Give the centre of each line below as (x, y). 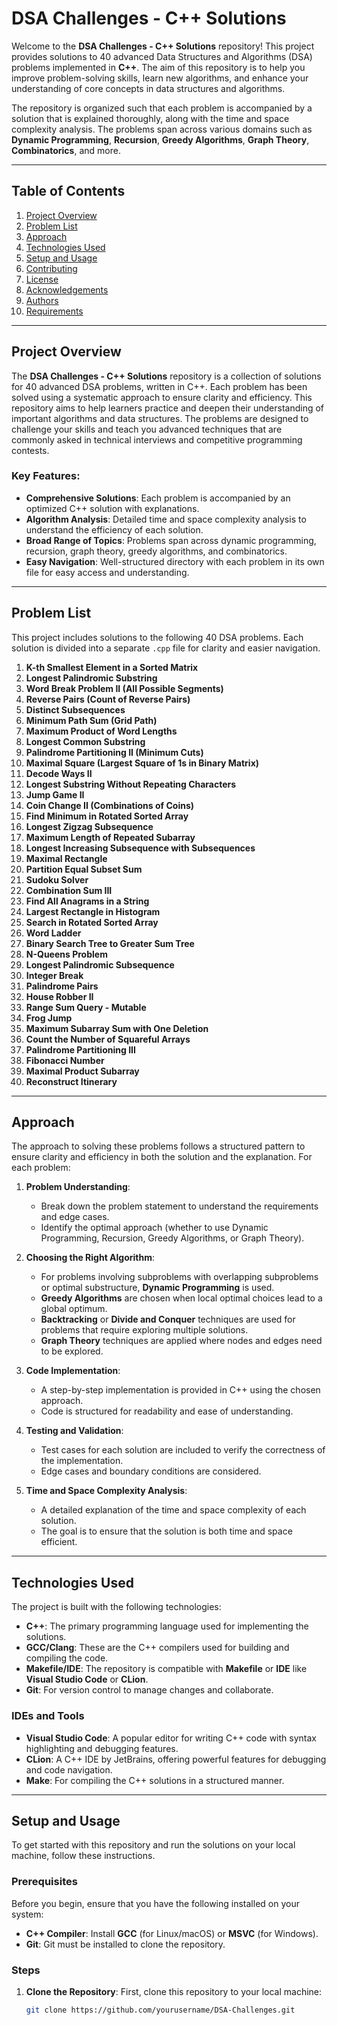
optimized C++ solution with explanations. (112, 508)
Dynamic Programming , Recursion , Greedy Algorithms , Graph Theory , (160, 139)
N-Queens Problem (66, 954)
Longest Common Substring (85, 741)
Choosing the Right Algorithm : (90, 1258)
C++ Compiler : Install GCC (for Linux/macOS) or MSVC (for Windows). (172, 1933)
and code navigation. (69, 1769)
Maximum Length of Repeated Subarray (110, 837)
